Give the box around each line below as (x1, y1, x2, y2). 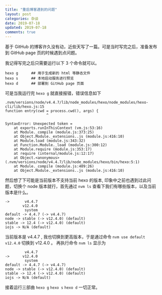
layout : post (5, 12, 32, 17)
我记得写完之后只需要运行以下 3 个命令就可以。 (5, 60, 99, 66)
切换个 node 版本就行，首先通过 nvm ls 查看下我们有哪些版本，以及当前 (13, 184, 157, 189)
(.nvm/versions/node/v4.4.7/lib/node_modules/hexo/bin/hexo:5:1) (5, 160, 140, 165)
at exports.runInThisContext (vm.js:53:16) (14, 126, 103, 130)
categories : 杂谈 (5, 16, 39, 21)
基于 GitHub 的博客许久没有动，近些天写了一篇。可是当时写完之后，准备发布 (5, 44, 158, 49)
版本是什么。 (5, 189, 31, 195)
